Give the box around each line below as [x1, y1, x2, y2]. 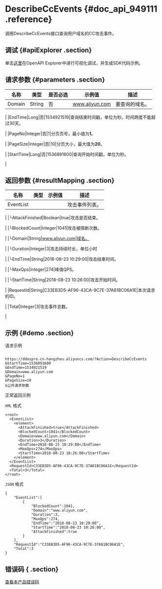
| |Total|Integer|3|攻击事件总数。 [5, 304, 70, 310]
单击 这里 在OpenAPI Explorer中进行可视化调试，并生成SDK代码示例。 [5, 60, 144, 66]
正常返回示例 [5, 392, 31, 398]
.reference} [5, 14, 53, 25]
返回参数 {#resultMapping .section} [5, 176, 115, 185]
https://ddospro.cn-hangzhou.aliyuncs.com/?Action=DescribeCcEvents [5, 357, 147, 361]
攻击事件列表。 [67, 201, 102, 208]
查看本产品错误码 [5, 579, 39, 585]
